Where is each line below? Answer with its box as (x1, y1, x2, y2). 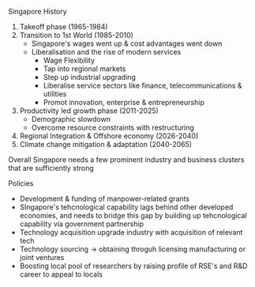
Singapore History (8, 7, 67, 16)
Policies (8, 179, 34, 188)
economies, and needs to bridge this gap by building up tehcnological (19, 211, 247, 220)
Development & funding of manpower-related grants (19, 194, 190, 203)
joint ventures (19, 253, 65, 262)
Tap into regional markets (43, 64, 126, 74)
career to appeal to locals (19, 270, 103, 279)
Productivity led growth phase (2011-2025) (19, 106, 159, 115)
